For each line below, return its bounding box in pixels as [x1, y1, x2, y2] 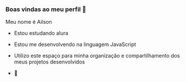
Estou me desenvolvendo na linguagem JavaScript [13, 41, 136, 48]
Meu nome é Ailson [5, 19, 52, 26]
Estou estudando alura [13, 30, 68, 37]
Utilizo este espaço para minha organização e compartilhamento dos [13, 52, 180, 59]
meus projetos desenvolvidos [13, 58, 85, 66]
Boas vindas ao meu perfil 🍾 [5, 5, 87, 13]
